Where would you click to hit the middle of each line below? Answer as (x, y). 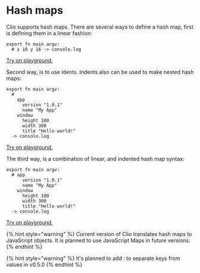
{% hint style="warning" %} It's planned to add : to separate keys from (93, 258)
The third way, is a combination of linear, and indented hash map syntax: (96, 159)
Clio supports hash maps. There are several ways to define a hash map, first (100, 27)
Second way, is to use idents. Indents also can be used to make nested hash (100, 72)
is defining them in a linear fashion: (49, 33)
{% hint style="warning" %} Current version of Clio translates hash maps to (99, 234)
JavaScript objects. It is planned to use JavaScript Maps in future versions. (98, 240)
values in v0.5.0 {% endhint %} (44, 264)
